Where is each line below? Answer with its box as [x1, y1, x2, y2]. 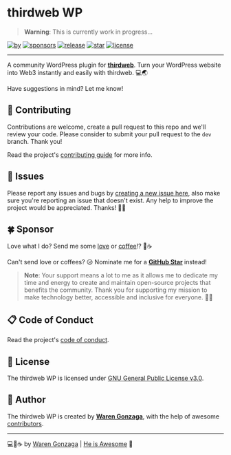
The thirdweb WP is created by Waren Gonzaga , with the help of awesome [7, 412, 220, 421]
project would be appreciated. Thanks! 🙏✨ [7, 203, 126, 211]
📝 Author [7, 394, 46, 405]
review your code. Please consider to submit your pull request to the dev [7, 129, 212, 138]
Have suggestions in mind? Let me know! [7, 84, 124, 92]
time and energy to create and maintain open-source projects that [23, 279, 211, 287]
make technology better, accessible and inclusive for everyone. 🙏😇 [23, 293, 213, 301]
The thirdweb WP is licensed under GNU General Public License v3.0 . [7, 374, 204, 382]
